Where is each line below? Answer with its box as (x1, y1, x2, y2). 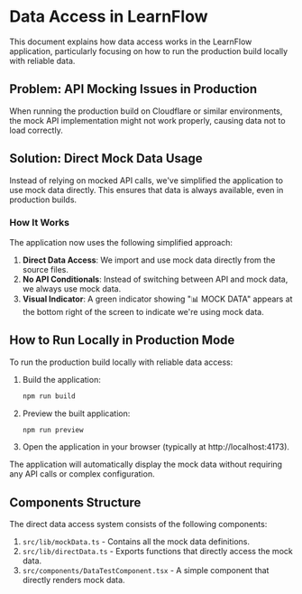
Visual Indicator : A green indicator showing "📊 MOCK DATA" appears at (22, 293, 293, 304)
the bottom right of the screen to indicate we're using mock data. (22, 306, 264, 317)
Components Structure (9, 495, 142, 510)
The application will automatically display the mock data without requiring (9, 459, 282, 470)
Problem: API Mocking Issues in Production (9, 81, 258, 97)
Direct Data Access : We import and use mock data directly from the (22, 255, 276, 265)
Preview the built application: (22, 408, 131, 419)
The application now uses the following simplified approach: (9, 237, 233, 247)
